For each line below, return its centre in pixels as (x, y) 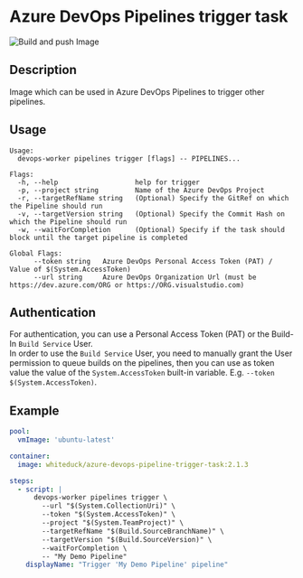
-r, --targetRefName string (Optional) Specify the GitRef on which (153, 198)
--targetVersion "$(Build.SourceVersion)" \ (127, 539)
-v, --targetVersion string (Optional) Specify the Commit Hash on (151, 214)
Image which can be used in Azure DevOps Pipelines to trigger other (137, 91)
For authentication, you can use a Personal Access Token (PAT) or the (139, 334)
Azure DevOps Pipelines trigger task (149, 17)
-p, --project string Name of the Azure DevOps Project (141, 190)
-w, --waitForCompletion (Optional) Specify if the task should (151, 229)
